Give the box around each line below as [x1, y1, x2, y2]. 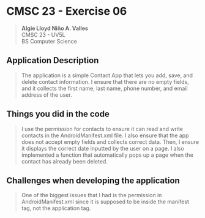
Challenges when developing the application [6, 175, 181, 186]
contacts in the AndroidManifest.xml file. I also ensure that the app [21, 132, 189, 139]
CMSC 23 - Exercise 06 [6, 4, 127, 18]
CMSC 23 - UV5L [21, 31, 65, 38]
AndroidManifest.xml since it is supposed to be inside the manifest [21, 198, 190, 206]
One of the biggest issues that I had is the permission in [21, 192, 162, 199]
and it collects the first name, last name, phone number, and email [21, 85, 188, 92]
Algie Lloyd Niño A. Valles [21, 24, 89, 32]
